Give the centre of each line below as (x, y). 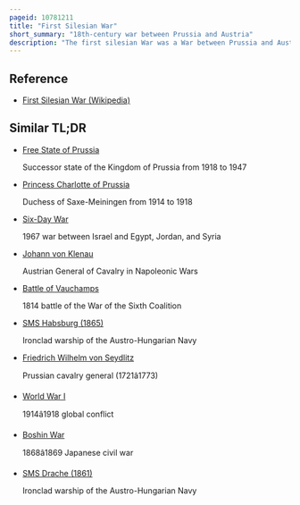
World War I (44, 396)
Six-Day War (45, 219)
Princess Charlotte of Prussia (76, 184)
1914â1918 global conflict (68, 414)
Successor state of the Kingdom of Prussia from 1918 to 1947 (134, 167)
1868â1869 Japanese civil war (78, 452)
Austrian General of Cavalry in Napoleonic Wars (110, 271)
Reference (39, 78)
